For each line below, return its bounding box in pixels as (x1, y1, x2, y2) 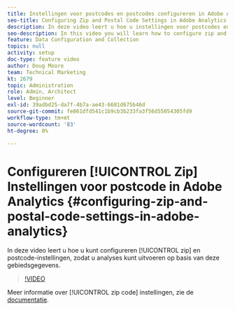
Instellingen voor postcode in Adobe (7, 178, 222, 195)
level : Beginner (7, 95, 55, 102)
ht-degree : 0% (7, 127, 49, 134)
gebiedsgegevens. (7, 261, 61, 269)
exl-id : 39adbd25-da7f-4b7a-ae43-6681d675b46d (7, 101, 145, 108)
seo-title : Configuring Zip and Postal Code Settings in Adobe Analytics (7, 17, 227, 24)
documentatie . (7, 295, 49, 304)
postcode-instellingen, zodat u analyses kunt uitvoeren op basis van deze (7, 253, 220, 262)
